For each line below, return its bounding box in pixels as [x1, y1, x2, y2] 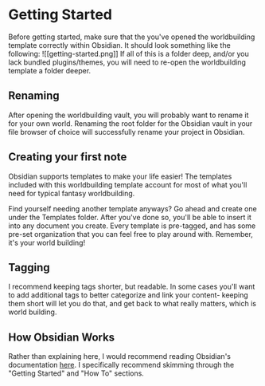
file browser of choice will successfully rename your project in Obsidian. [8, 127, 245, 136]
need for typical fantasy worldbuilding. [8, 188, 135, 198]
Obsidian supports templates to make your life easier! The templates [8, 171, 232, 181]
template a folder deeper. [8, 65, 92, 75]
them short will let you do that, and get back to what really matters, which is [8, 299, 257, 309]
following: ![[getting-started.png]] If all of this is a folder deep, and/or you [8, 49, 249, 58]
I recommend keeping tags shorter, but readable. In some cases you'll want [8, 282, 255, 292]
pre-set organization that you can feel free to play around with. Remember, [8, 229, 253, 238]
